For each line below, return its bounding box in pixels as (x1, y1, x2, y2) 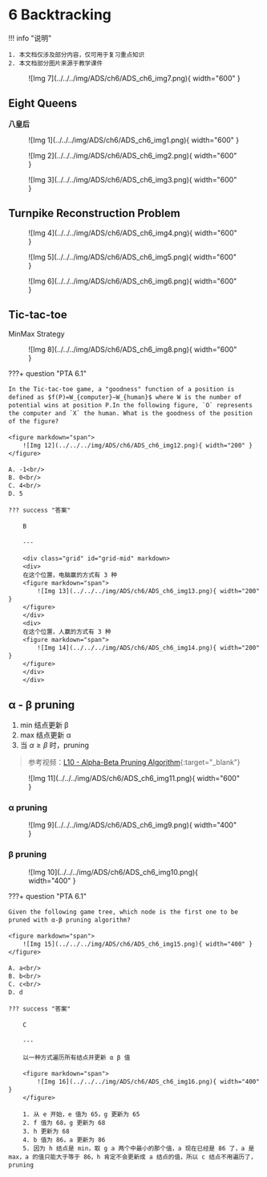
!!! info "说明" (8, 33, 52, 43)
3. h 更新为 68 (22, 1127, 70, 1135)
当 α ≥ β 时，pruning (19, 741, 90, 750)
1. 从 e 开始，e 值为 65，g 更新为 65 (22, 1110, 140, 1118)
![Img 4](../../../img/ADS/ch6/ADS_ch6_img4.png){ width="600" (28, 227, 238, 238)
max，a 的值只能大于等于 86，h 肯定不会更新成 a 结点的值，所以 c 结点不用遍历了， (8, 1153, 257, 1161)
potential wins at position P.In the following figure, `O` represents (8, 402, 253, 410)
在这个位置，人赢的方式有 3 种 (22, 628, 111, 636)
